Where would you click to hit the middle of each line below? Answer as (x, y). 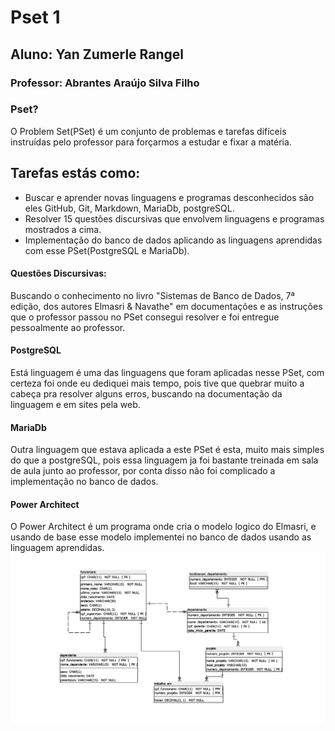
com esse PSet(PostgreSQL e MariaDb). (107, 250)
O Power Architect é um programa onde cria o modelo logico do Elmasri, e (163, 527)
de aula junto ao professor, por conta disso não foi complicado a (143, 471)
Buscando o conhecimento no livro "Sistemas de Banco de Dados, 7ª (152, 295)
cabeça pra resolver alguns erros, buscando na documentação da (146, 394)
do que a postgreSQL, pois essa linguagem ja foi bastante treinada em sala (164, 460)
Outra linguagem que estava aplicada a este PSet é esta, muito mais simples (167, 450)
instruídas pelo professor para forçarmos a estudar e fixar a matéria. (151, 142)
